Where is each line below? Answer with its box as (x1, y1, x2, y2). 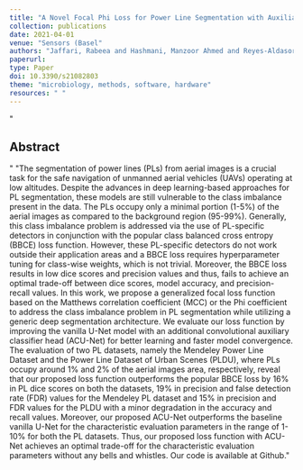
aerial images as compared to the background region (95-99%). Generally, (9, 211, 287, 221)
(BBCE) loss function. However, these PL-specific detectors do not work (9, 240, 278, 250)
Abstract (9, 139, 60, 154)
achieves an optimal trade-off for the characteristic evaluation (24, 440, 255, 451)
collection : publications (9, 22, 106, 31)
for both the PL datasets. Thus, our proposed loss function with (27, 431, 263, 442)
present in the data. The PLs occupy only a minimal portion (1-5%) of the (9, 202, 280, 212)
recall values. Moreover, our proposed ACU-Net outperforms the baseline (9, 411, 282, 423)
